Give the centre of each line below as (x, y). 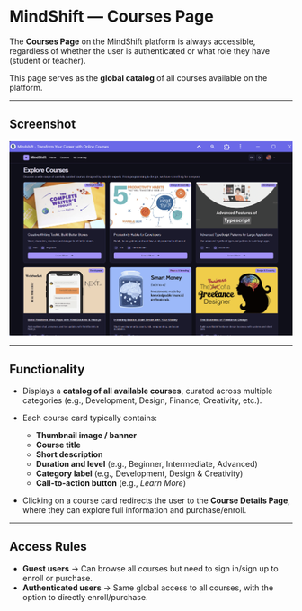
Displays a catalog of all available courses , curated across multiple (147, 391)
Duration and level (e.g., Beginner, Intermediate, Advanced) (147, 463)
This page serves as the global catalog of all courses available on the (138, 77)
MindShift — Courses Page (111, 17)
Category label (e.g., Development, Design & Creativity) (139, 473)
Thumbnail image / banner (86, 435)
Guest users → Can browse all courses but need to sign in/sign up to (150, 568)
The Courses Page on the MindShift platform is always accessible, (133, 41)
